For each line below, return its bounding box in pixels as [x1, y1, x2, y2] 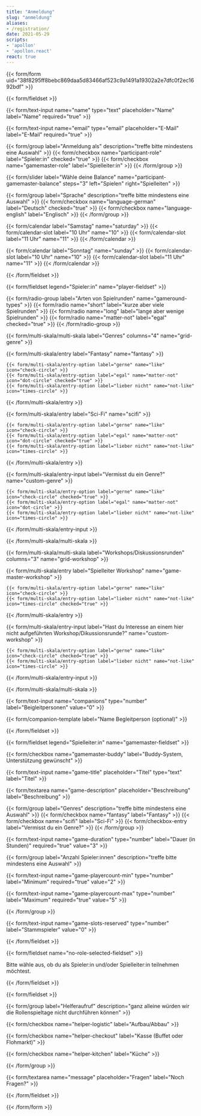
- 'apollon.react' [6, 48, 52, 54]
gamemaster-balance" [6, 180, 62, 187]
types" [6, 301, 23, 308]
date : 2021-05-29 [6, 31, 50, 37]
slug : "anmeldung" [6, 14, 52, 20]
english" [6, 210, 27, 218]
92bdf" [6, 83, 24, 90]
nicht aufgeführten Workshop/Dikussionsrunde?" [6, 629, 128, 636]
